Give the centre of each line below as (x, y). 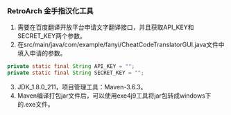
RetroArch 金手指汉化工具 (50, 10)
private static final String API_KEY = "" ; (71, 67)
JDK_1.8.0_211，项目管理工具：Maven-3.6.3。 (82, 87)
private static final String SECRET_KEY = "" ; (76, 73)
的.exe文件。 (35, 105)
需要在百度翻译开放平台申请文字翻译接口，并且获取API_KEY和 (105, 27)
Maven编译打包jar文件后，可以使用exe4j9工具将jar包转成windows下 (114, 96)
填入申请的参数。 (42, 53)
